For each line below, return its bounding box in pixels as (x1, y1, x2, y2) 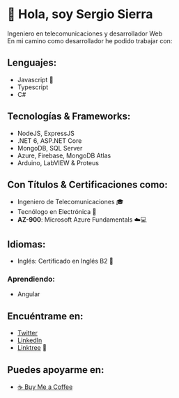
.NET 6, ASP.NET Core (17, 136, 82, 145)
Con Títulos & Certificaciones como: (7, 178, 169, 190)
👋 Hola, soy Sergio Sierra (7, 6, 153, 22)
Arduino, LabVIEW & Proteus (17, 158, 100, 167)
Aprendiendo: (7, 275, 56, 284)
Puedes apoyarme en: (7, 364, 104, 376)
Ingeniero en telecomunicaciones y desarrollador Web (7, 29, 162, 38)
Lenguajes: (7, 57, 57, 69)
